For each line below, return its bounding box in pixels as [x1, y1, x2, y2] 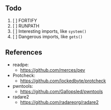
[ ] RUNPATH [12, 23, 39, 29]
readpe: [12, 62, 29, 68]
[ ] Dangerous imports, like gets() [12, 33, 83, 39]
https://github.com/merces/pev [20, 67, 85, 73]
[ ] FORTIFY [12, 17, 37, 23]
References [5, 48, 42, 57]
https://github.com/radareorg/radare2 [20, 99, 99, 105]
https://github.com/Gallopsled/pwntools [20, 88, 103, 94]
